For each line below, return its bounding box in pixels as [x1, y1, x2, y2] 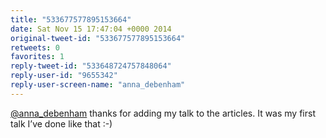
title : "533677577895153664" [10, 14, 132, 25]
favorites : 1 [10, 52, 65, 62]
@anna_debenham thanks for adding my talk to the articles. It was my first [10, 107, 316, 119]
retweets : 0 [10, 42, 60, 53]
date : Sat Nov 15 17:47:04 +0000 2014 [10, 24, 172, 34]
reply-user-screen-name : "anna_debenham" [10, 80, 186, 90]
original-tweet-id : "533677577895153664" [10, 33, 186, 43]
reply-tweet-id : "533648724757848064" [10, 61, 172, 71]
